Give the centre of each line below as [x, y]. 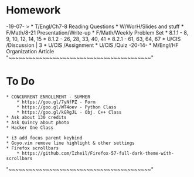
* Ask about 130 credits [36, 117]
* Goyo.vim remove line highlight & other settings [70, 143]
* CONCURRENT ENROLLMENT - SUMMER [48, 97]
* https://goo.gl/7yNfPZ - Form [56, 102]
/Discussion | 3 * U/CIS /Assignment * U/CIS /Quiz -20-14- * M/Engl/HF [92, 45]
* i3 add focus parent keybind [44, 138]
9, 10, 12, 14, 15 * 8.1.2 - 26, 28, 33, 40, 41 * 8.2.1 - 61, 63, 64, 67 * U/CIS [93, 39]
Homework [33, 10]
